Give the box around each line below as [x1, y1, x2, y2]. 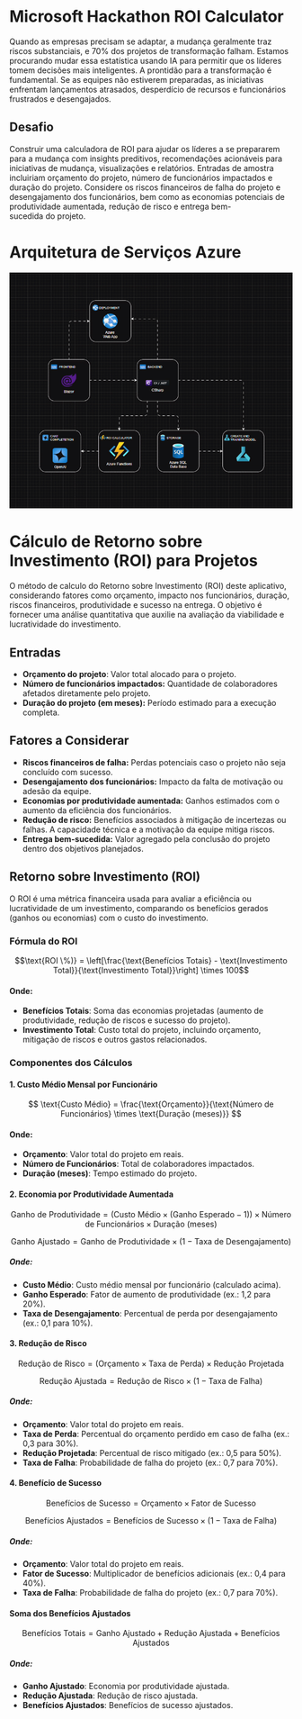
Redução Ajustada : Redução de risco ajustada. [22, 1690, 199, 1701]
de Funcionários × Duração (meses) [84, 1218, 218, 1229]
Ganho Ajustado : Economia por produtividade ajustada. [22, 1681, 230, 1692]
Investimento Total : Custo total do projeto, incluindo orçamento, [22, 1025, 262, 1036]
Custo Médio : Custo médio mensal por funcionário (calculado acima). [22, 1279, 281, 1289]
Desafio [9, 120, 54, 135]
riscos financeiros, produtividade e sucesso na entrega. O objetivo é [9, 600, 262, 611]
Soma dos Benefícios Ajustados [9, 1607, 131, 1618]
